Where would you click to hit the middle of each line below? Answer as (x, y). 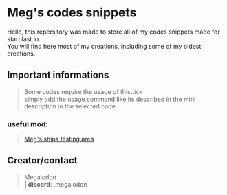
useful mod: (28, 124)
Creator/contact (42, 160)
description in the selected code (69, 106)
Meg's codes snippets (72, 13)
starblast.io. (24, 38)
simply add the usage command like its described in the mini (110, 99)
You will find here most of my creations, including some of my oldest (104, 46)
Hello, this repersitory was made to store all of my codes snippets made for (113, 32)
